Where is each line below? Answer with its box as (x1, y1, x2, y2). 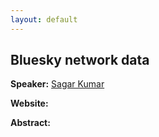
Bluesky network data (10, 52, 150, 69)
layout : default (10, 14, 78, 25)
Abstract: (10, 117, 51, 129)
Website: (10, 97, 49, 110)
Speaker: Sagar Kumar (10, 78, 105, 90)
